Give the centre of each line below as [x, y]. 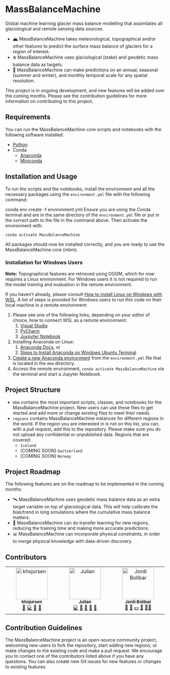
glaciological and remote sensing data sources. [54, 28]
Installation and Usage [41, 176]
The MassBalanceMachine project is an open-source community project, [81, 640]
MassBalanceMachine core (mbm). [42, 250]
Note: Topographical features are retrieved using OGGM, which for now [80, 273]
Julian [85, 602]
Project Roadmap [33, 472]
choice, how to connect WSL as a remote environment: [70, 320]
